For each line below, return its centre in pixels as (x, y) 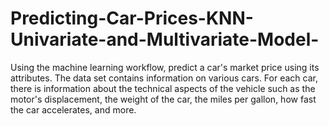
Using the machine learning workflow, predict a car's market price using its (165, 67)
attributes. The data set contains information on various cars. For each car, (164, 78)
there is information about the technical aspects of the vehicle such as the (163, 88)
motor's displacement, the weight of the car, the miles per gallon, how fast (163, 99)
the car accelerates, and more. (73, 109)
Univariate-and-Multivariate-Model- (165, 39)
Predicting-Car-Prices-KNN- (132, 18)
